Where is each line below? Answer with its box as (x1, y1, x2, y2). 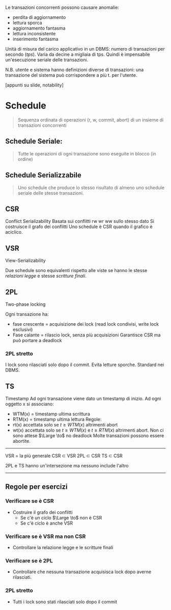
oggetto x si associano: (5, 401, 54, 407)
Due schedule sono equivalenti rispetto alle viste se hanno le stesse (5, 267, 148, 274)
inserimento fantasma (12, 36, 59, 42)
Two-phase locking (5, 301, 46, 307)
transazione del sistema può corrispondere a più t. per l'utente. (5, 72, 137, 78)
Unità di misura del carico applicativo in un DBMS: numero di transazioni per (5, 46, 165, 52)
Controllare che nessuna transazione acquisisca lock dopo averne (12, 569, 152, 575)
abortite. (12, 438, 31, 444)
